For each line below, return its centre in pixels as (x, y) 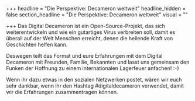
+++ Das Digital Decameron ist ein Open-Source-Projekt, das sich (86, 26)
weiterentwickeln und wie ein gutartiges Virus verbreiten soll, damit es (91, 32)
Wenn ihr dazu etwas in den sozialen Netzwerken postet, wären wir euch (94, 79)
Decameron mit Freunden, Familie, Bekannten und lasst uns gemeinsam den (98, 62)
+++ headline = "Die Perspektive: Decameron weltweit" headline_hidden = (96, 8)
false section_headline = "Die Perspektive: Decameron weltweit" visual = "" (97, 15)
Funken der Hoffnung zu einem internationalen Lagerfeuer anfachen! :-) (93, 68)
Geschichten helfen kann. (37, 44)
